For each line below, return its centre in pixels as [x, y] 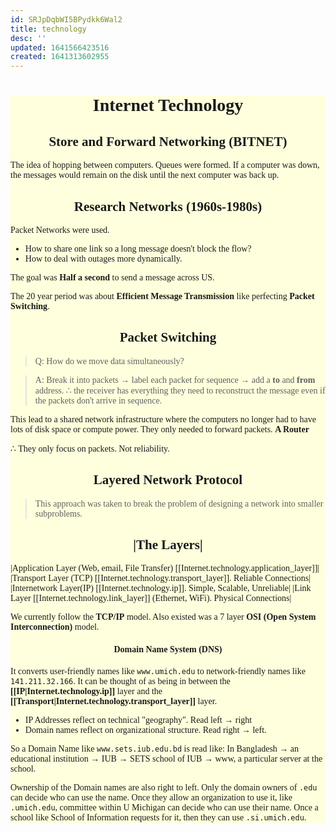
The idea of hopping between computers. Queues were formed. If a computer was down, [165, 165]
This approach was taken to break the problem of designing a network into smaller [179, 503]
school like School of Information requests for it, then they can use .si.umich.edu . [158, 817]
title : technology [48, 29]
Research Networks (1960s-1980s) [168, 206]
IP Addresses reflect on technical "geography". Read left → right [138, 719]
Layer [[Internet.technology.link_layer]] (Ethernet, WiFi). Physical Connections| [151, 598]
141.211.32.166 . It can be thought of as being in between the [120, 681]
